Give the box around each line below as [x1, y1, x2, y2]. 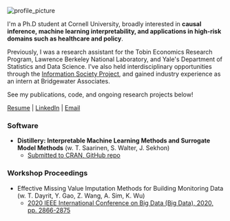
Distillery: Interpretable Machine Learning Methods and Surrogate [17, 136, 211, 145]
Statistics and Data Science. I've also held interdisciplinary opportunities [7, 63, 212, 70]
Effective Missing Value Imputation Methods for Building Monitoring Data [17, 184, 224, 192]
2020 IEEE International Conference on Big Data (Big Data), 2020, [27, 198, 213, 207]
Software [7, 120, 39, 130]
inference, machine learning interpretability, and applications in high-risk [7, 28, 222, 35]
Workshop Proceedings [7, 169, 88, 178]
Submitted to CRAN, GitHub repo [27, 151, 121, 160]
